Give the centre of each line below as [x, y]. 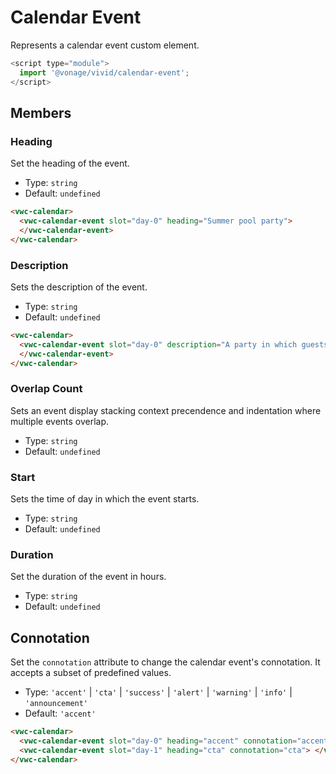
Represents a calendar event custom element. [105, 45]
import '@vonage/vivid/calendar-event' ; [104, 72]
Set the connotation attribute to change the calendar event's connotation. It [165, 662]
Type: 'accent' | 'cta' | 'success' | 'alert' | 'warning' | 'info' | [158, 692]
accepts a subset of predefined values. [91, 673]
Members [41, 112]
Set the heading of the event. [70, 163]
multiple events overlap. [60, 421]
